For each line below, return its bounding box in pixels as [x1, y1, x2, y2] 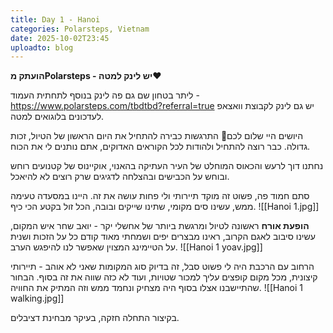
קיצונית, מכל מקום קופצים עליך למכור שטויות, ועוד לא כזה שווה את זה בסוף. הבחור [10, 271, 318, 283]
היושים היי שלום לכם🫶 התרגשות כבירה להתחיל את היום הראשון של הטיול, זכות [10, 130, 304, 142]
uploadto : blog [10, 42, 74, 53]
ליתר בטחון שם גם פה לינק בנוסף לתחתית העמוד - [10, 89, 200, 101]
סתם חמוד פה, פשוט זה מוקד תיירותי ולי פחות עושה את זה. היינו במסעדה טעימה [10, 190, 310, 202]
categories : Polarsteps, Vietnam [10, 24, 150, 34]
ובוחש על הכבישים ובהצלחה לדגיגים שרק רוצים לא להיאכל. [10, 171, 230, 183]
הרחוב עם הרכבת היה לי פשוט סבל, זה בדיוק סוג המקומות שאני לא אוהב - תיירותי [10, 261, 315, 273]
